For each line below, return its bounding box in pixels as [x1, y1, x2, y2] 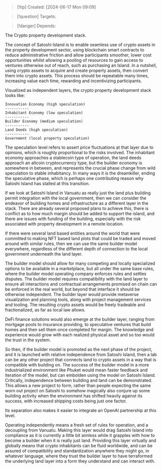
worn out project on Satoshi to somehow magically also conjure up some [5, 388, 150, 393]
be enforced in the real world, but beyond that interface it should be [5, 286, 140, 292]
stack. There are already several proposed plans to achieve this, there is [5, 206, 149, 211]
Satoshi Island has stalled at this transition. [5, 181, 90, 186]
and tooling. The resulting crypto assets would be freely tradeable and [5, 302, 145, 308]
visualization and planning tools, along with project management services [5, 296, 151, 302]
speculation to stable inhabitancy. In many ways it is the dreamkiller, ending [5, 170, 155, 176]
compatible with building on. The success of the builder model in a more [5, 362, 149, 367]
